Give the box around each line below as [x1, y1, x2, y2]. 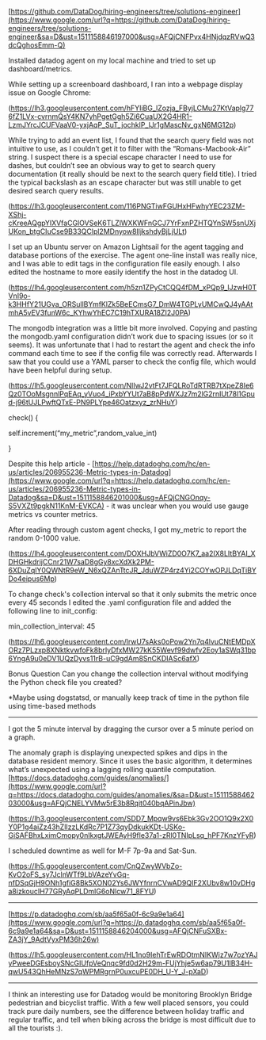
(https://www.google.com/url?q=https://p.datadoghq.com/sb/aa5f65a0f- [8, 918, 246, 927]
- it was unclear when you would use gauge [105, 501, 249, 510]
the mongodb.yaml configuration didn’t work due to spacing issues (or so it [8, 332, 253, 341]
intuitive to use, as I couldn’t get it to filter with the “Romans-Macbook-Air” [8, 144, 251, 153]
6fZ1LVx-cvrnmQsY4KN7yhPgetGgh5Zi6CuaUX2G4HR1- [8, 112, 192, 121]
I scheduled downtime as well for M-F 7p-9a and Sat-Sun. [8, 846, 197, 855]
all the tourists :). [8, 1023, 63, 1033]
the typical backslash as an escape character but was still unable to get [8, 178, 241, 187]
